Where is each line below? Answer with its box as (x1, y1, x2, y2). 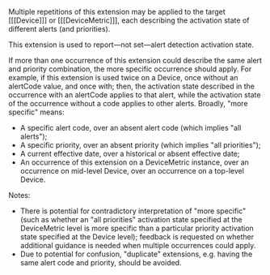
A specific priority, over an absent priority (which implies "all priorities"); (19, 140, 261, 149)
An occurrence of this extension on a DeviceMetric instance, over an (19, 157, 249, 167)
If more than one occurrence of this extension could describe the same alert (8, 56, 263, 65)
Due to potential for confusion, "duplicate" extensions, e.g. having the (19, 249, 253, 259)
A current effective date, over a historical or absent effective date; (19, 149, 240, 158)
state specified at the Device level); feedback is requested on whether (19, 232, 255, 242)
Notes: (8, 191, 31, 200)
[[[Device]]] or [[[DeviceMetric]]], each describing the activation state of (8, 15, 250, 25)
